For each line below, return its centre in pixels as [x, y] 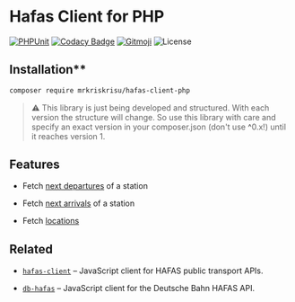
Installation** [48, 70]
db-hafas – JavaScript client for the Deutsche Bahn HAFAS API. [139, 289]
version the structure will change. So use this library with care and [153, 117]
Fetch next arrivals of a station [78, 203]
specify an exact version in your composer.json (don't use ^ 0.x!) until [159, 127]
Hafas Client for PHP [87, 17]
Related [31, 249]
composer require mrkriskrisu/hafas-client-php [100, 90]
